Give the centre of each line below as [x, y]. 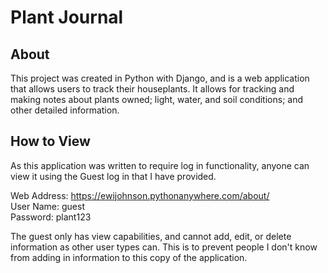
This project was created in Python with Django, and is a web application [160, 78]
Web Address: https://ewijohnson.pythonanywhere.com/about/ [140, 195]
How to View [50, 141]
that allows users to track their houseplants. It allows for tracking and [152, 89]
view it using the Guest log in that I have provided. [113, 176]
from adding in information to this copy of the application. [129, 257]
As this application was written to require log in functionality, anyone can [160, 165]
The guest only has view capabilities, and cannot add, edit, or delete [151, 236]
